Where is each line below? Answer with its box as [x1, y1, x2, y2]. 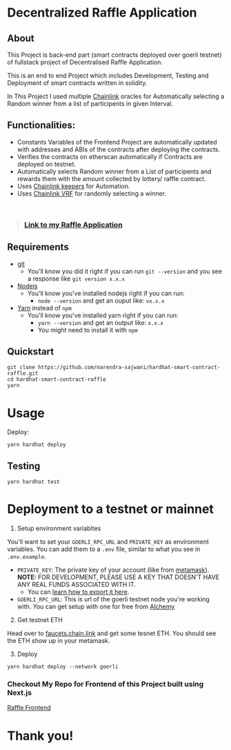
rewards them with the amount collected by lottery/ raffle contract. [17, 174, 206, 182]
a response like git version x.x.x [27, 274, 125, 283]
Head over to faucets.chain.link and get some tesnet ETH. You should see [7, 629, 217, 637]
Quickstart [7, 346, 54, 357]
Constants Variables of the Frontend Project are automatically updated [17, 138, 217, 146]
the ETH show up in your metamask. [7, 637, 110, 645]
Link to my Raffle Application [23, 220, 123, 229]
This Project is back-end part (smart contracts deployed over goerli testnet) [7, 50, 222, 59]
